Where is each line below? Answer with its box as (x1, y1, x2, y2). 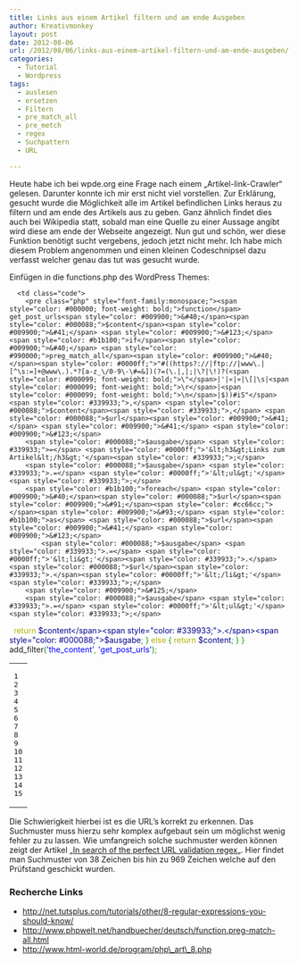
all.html (21, 934, 49, 945)
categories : (9, 54, 54, 63)
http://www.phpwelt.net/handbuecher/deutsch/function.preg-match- (21, 925, 277, 935)
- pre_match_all (17, 113, 78, 121)
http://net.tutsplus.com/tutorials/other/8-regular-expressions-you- (21, 906, 267, 917)
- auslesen (17, 88, 58, 96)
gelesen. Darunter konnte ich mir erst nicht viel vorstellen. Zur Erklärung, (9, 188, 277, 198)
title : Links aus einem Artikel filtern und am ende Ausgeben (9, 13, 245, 22)
